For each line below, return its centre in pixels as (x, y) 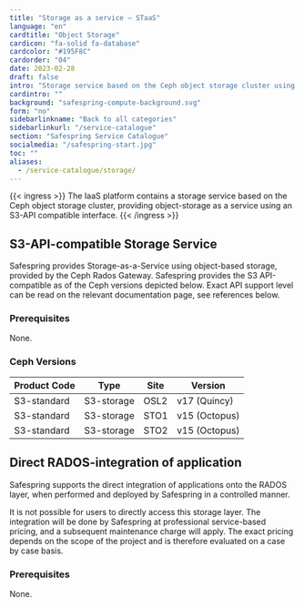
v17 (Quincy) (205, 400)
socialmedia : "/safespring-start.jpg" (83, 145)
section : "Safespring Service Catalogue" (89, 137)
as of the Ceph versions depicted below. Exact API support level (173, 285)
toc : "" (24, 153)
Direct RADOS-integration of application (126, 463)
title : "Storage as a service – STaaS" (85, 18)
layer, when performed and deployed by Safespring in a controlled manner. (150, 494)
